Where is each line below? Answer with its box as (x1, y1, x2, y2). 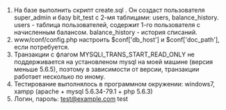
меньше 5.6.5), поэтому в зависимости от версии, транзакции (13, 65, 200, 73)
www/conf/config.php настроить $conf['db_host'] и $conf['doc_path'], (13, 36, 220, 44)
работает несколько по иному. (13, 72, 106, 81)
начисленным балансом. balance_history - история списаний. (13, 28, 197, 36)
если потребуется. (13, 43, 70, 51)
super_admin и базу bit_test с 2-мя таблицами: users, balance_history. (13, 13, 219, 22)
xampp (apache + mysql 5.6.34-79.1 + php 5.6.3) (13, 87, 153, 95)
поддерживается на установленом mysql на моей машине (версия (13, 58, 213, 65)
